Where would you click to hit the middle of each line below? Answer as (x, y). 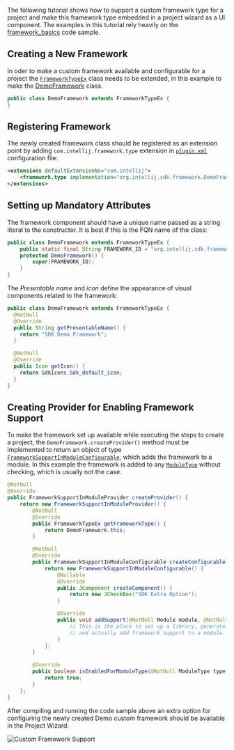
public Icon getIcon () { (49, 366)
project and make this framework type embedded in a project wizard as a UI (116, 17)
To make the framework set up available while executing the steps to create (116, 435)
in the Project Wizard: (38, 725)
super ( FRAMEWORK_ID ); (64, 262)
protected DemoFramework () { (62, 256)
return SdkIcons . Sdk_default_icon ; (71, 373)
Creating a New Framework (68, 54)
